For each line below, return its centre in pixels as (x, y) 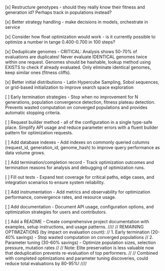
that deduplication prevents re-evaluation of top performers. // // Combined (82, 253)
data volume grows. (25, 153)
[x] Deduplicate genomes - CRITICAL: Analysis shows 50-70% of (71, 52)
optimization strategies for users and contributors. (56, 212)
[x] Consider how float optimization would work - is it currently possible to (81, 37)
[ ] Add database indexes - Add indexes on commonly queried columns (77, 142)
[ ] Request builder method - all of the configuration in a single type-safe (79, 122)
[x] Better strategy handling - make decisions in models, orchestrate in (77, 22)
